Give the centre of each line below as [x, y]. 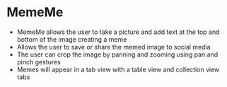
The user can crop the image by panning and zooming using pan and [117, 54]
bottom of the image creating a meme [72, 39]
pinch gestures [39, 62]
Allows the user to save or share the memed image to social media [113, 47]
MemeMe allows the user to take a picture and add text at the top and [118, 32]
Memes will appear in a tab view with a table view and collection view [118, 69]
